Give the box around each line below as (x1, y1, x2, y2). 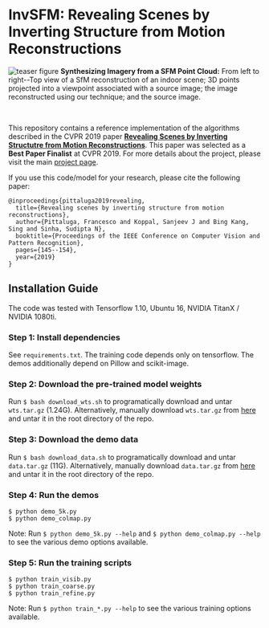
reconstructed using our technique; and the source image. (8, 92, 202, 101)
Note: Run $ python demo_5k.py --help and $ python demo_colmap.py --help (8, 528, 261, 538)
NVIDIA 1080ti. (8, 312, 57, 321)
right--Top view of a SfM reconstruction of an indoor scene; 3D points (8, 75, 240, 84)
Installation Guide (8, 282, 99, 296)
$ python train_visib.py (8, 576, 92, 584)
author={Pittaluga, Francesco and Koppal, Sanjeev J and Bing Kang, (15, 218, 250, 226)
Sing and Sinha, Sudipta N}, (8, 225, 106, 233)
